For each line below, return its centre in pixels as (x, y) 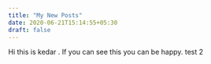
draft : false (30, 30)
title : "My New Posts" (45, 15)
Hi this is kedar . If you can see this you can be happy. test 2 (106, 52)
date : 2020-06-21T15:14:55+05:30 (63, 23)
